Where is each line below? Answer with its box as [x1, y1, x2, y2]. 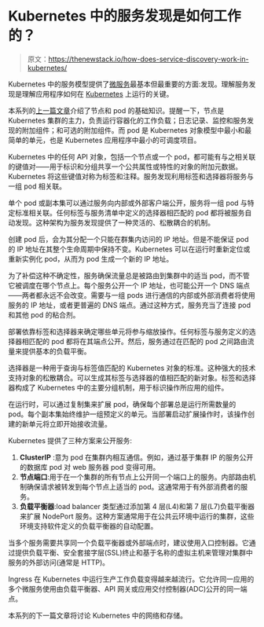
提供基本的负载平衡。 [21, 346, 91, 356]
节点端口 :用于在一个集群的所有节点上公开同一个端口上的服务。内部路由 [19, 472, 249, 482]
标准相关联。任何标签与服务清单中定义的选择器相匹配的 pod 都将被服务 [14, 207, 245, 217]
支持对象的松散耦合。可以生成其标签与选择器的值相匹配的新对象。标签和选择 [8, 372, 256, 382]
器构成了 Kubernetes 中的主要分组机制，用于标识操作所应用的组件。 [8, 383, 229, 392]
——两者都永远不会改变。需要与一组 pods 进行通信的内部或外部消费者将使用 [8, 290, 255, 299]
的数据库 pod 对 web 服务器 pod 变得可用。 [19, 462, 160, 471]
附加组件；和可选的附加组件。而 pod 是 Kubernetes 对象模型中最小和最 [21, 125, 252, 134]
